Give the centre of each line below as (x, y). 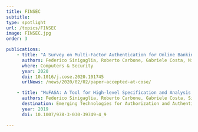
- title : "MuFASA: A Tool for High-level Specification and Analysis (104, 93)
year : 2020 (35, 71)
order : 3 (17, 39)
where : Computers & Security (57, 66)
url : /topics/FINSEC (32, 28)
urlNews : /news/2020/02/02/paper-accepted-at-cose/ (86, 82)
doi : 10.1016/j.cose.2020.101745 (63, 77)
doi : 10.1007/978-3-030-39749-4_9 (64, 114)
